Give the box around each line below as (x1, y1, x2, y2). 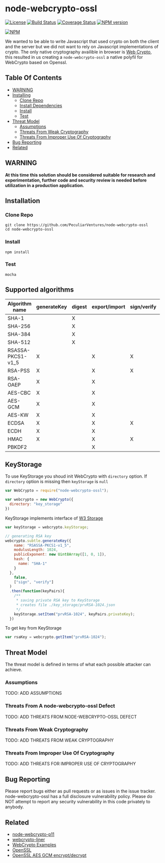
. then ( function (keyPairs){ (9, 589, 65, 594)
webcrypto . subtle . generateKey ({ (5, 538, 71, 543)
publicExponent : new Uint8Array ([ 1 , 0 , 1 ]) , (14, 552, 107, 557)
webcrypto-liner (12, 836, 45, 842)
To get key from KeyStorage (5, 625, 62, 631)
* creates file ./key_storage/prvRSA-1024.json (16, 602, 115, 607)
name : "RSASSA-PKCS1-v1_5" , (14, 543, 71, 548)
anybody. (5, 804, 24, 810)
